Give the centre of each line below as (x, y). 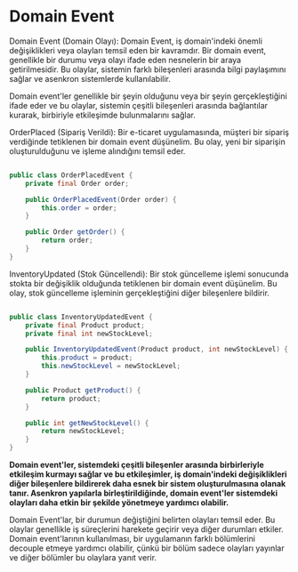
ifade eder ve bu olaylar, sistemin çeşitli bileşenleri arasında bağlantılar (139, 105)
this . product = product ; (87, 358)
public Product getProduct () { (83, 390)
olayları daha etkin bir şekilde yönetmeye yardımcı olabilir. (119, 503)
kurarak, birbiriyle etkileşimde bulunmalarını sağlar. (102, 115)
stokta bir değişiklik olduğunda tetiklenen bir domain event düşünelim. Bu (143, 283)
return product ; (71, 399)
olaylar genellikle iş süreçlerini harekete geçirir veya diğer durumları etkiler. (146, 529)
